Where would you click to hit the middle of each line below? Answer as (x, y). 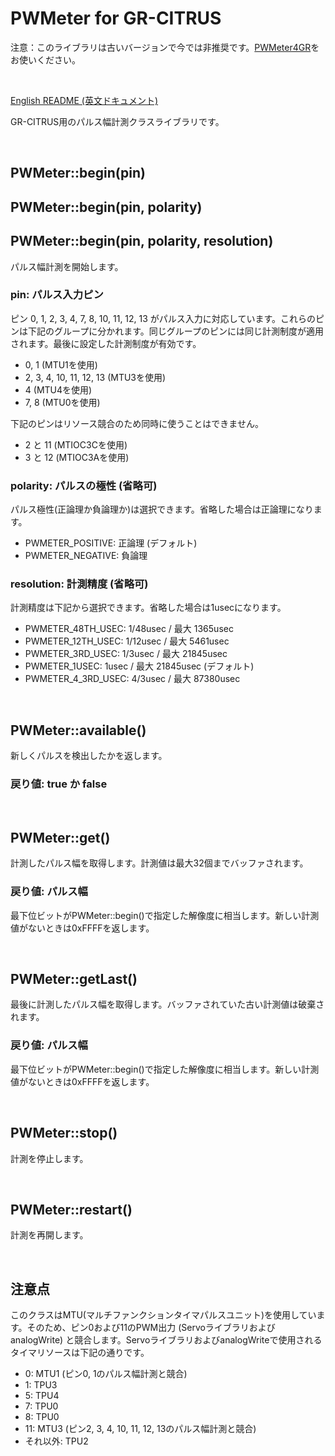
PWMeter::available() (78, 730)
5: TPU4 (42, 1396)
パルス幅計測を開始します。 (67, 266)
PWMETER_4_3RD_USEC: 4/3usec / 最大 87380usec (132, 679)
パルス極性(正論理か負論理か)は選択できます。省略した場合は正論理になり (162, 509)
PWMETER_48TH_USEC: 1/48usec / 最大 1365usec (129, 629)
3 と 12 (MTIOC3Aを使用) (77, 457)
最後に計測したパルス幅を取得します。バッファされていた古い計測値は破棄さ (167, 1004)
